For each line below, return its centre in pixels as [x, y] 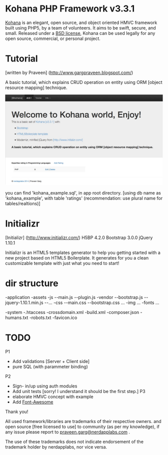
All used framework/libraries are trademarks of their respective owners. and [83, 421]
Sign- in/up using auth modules [45, 386]
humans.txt [17, 317]
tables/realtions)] [23, 203]
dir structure [32, 283]
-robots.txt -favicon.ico [53, 317]
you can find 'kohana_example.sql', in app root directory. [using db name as [83, 193]
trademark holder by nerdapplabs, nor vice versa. [56, 447]
